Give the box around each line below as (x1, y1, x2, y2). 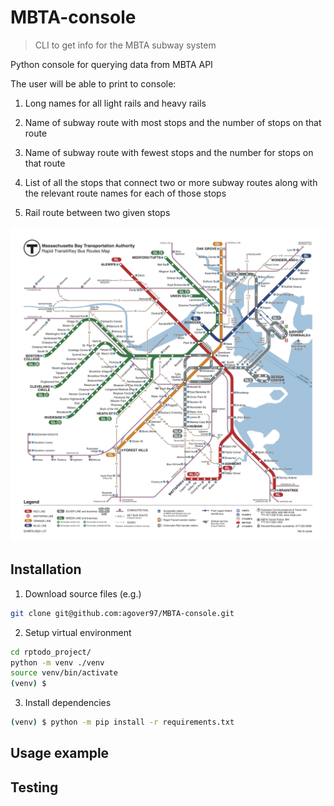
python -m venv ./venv (10, 657, 105, 668)
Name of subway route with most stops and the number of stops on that (24, 116, 322, 128)
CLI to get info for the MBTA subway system (34, 39, 217, 51)
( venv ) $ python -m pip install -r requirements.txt (10, 717, 235, 728)
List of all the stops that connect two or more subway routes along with (24, 176, 318, 188)
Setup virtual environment (24, 626, 132, 638)
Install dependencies (24, 697, 112, 709)
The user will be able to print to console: (10, 77, 177, 90)
